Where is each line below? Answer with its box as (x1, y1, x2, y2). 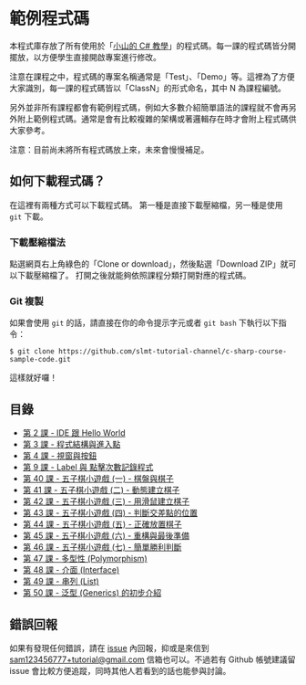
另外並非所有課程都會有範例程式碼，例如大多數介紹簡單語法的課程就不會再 (9, 101, 289, 112)
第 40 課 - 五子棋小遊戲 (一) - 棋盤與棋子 (22, 473, 175, 484)
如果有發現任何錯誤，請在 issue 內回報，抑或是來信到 (9, 642, 209, 653)
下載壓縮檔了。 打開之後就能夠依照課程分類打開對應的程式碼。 (16, 270, 251, 281)
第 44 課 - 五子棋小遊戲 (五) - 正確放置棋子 (22, 519, 182, 530)
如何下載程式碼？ (9, 174, 106, 189)
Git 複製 (9, 294, 44, 307)
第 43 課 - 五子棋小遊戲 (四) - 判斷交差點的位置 (22, 508, 199, 519)
